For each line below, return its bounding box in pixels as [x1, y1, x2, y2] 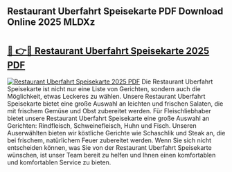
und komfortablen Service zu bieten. [7, 158, 111, 166]
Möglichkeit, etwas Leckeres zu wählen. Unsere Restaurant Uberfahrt [7, 93, 206, 100]
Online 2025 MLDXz [7, 17, 96, 28]
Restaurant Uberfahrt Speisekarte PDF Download [7, 6, 224, 17]
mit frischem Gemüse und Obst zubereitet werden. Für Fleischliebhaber [7, 107, 211, 115]
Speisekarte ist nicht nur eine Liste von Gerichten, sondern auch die [7, 85, 201, 93]
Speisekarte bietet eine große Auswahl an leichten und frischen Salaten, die [7, 99, 224, 108]
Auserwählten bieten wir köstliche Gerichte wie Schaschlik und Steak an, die [7, 129, 226, 137]
